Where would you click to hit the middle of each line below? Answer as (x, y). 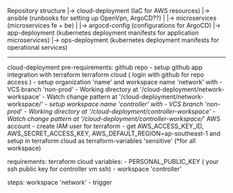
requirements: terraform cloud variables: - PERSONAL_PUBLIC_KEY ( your (113, 162)
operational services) (37, 47)
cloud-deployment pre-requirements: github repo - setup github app (105, 67)
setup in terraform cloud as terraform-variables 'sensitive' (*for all (102, 141)
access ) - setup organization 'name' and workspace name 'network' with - (115, 82)
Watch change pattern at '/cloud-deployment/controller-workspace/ (105, 119)
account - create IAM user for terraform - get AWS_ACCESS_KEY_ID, (105, 126)
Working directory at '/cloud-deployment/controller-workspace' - (122, 111)
